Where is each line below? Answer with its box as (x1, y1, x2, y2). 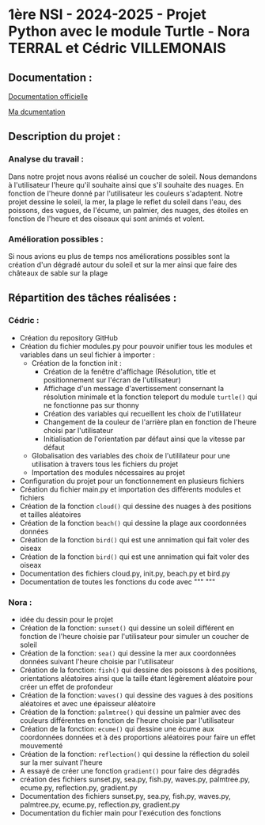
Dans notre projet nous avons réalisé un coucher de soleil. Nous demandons (8, 172, 257, 181)
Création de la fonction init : (31, 358, 123, 367)
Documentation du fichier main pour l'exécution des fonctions (19, 808, 221, 817)
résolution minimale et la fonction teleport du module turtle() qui (43, 392, 258, 401)
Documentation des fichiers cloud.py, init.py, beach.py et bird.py (19, 568, 231, 578)
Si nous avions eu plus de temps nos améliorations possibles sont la (8, 251, 230, 260)
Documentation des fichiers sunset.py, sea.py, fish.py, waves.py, (19, 791, 231, 800)
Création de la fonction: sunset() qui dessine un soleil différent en (19, 623, 235, 633)
